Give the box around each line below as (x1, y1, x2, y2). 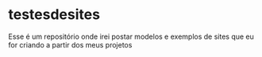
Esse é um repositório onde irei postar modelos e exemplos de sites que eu (8, 32, 254, 41)
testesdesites (8, 6, 101, 24)
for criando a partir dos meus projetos (8, 40, 133, 49)
